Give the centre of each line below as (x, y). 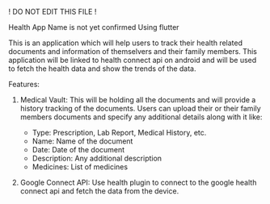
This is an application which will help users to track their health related (126, 43)
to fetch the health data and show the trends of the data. (102, 69)
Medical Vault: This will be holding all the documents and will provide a (138, 100)
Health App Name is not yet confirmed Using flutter (94, 27)
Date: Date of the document (78, 150)
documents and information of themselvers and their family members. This (133, 51)
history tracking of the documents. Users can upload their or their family (140, 108)
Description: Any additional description (97, 158)
